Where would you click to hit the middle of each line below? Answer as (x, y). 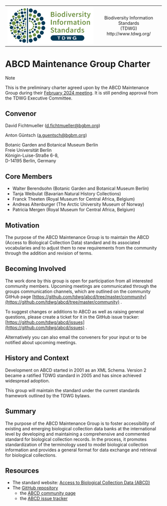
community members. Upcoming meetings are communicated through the (81, 286)
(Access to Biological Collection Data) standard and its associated (73, 243)
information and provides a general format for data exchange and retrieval (81, 450)
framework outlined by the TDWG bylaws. (48, 395)
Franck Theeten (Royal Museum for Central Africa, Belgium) (74, 199)
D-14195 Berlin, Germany (31, 161)
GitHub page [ (19, 296)
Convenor (21, 114)
